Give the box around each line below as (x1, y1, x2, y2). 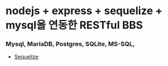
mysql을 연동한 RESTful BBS (5, 19, 143, 32)
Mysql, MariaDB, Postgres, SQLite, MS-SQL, (5, 40, 135, 48)
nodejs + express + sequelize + (5, 4, 163, 18)
